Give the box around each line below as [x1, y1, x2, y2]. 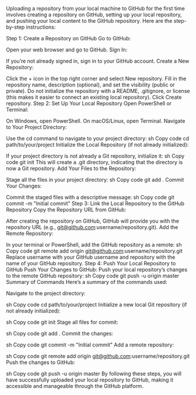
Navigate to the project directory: [6, 290, 86, 297]
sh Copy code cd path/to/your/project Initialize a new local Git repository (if [6, 301, 187, 308]
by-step [6, 23, 25, 30]
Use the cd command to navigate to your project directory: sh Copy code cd [6, 135, 190, 142]
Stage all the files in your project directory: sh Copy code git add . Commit [6, 176, 184, 183]
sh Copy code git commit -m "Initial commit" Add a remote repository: [6, 341, 174, 348]
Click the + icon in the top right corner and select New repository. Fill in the [6, 75, 187, 82]
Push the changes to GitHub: [6, 359, 75, 366]
